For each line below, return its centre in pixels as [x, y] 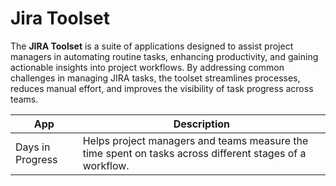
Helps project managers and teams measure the [195, 140]
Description [202, 124]
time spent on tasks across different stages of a [194, 153]
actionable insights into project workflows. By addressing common [147, 67]
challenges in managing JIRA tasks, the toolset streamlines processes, [155, 78]
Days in [33, 147]
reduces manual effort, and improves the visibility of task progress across [162, 88]
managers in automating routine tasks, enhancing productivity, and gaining [164, 56]
